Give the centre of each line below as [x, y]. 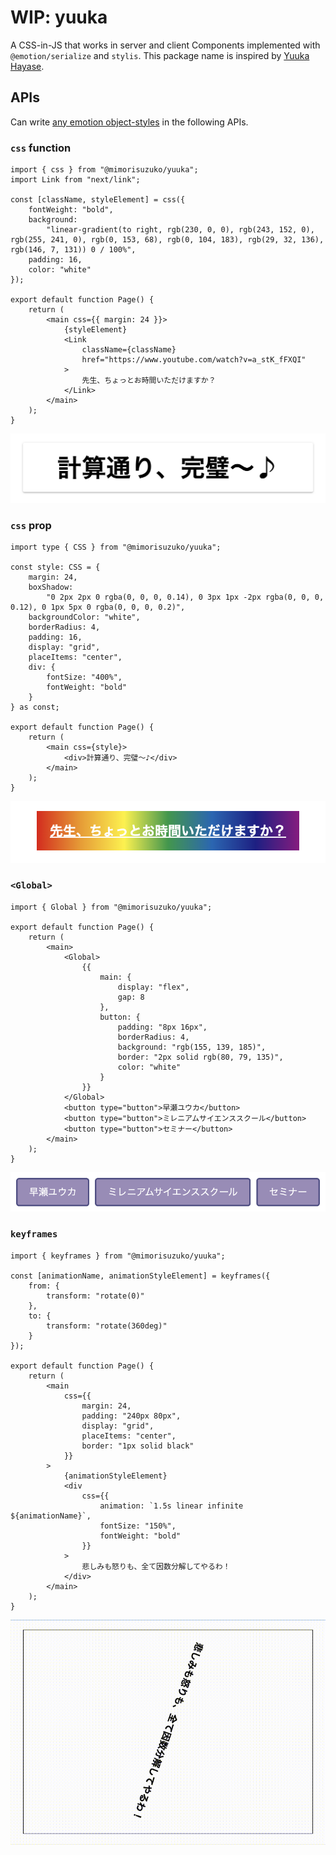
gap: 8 [131, 997]
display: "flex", [153, 987]
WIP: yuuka [59, 17]
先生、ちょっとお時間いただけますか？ [149, 381]
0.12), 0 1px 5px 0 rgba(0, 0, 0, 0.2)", [98, 607]
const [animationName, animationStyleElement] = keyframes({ [140, 1276]
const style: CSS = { [55, 567]
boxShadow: [51, 587]
